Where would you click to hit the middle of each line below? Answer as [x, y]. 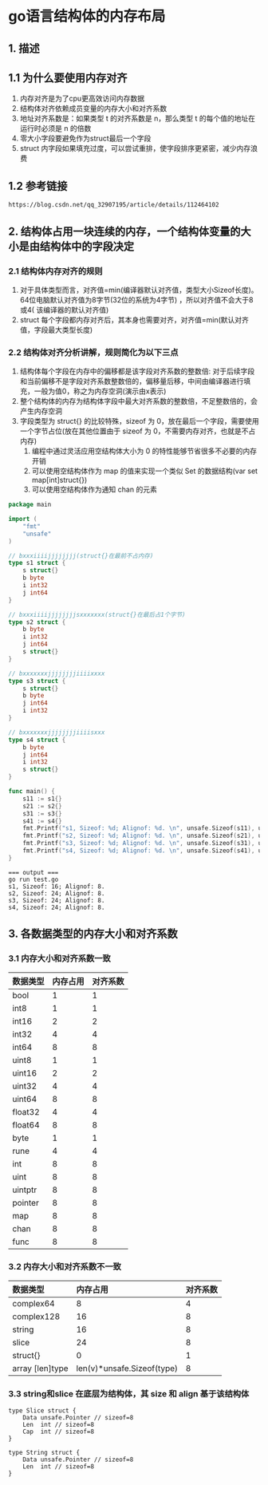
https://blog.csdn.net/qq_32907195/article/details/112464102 [114, 205]
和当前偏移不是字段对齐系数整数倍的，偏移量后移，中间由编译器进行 [132, 381]
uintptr [25, 1190]
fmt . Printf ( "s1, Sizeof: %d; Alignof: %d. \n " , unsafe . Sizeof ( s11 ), [139, 828]
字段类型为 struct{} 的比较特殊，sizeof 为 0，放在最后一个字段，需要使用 [139, 421]
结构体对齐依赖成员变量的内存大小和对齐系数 [93, 109]
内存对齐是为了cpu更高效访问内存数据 [82, 99]
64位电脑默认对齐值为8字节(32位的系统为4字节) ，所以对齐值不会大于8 [136, 299]
